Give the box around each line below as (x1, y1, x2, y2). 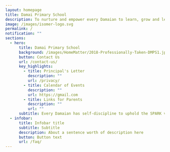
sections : (5, 36, 26, 41)
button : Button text (18, 135, 62, 140)
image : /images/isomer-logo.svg (5, 21, 73, 27)
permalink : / (5, 26, 33, 31)
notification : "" (5, 31, 42, 36)
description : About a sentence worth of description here (18, 130, 144, 135)
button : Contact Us (18, 54, 60, 60)
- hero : (10, 41, 26, 46)
